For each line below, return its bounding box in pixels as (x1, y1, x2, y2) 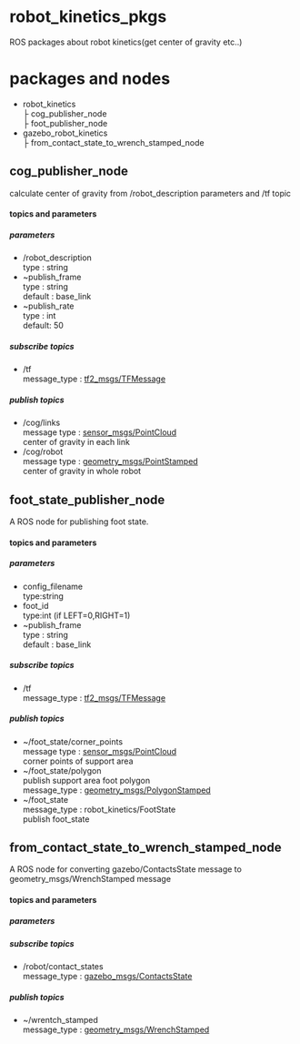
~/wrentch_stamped (22, 1015, 98, 1026)
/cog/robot (22, 446, 64, 457)
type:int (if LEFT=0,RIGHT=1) (22, 610, 131, 621)
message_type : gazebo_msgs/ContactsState (22, 971, 193, 982)
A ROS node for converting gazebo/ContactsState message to (9, 864, 243, 875)
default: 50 (22, 320, 64, 331)
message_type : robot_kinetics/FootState (22, 804, 176, 815)
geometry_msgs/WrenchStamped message (9, 874, 171, 885)
